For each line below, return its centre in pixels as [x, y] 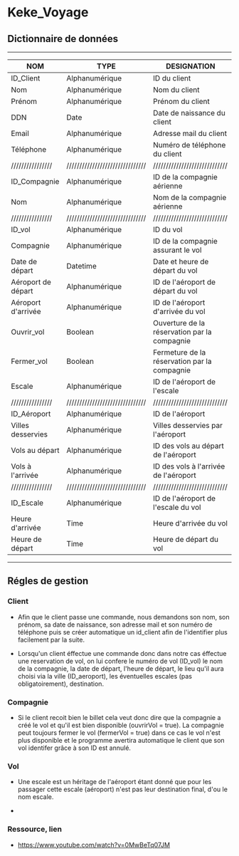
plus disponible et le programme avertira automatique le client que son [121, 740]
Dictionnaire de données [63, 39]
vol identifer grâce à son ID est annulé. [74, 748]
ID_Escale [27, 503]
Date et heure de [181, 262]
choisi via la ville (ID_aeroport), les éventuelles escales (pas [105, 676]
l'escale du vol [177, 507]
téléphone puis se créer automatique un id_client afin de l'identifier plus [122, 632]
